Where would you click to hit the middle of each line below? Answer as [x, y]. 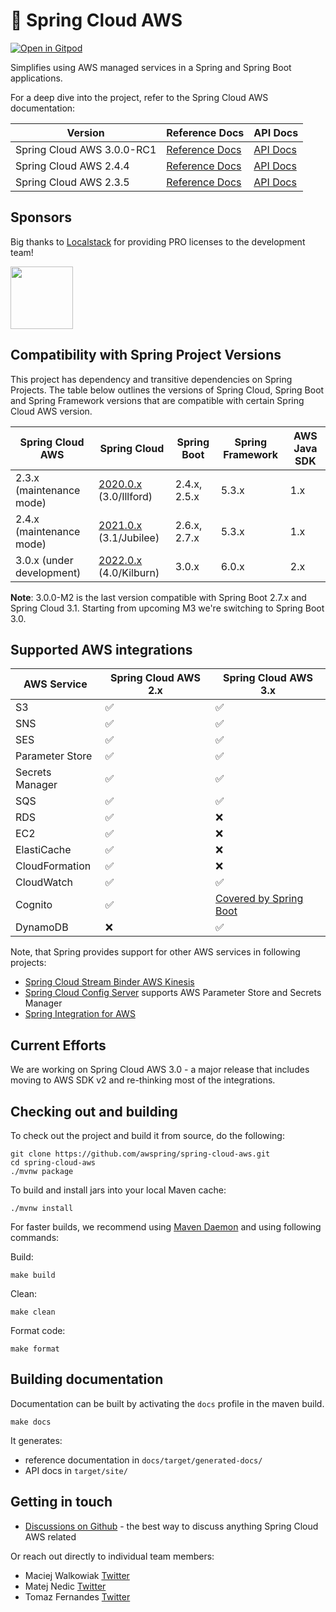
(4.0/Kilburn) [129, 572]
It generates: [36, 1440]
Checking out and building [94, 1111]
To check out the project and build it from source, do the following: [147, 1135]
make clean [33, 1312]
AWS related [50, 1536]
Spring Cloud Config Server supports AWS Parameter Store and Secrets [173, 993]
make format [35, 1349]
